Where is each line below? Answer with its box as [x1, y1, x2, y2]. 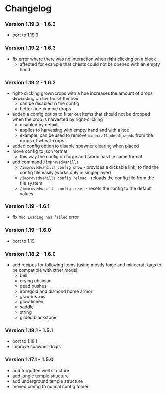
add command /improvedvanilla [12, 159, 79, 165]
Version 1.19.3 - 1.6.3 [5, 21, 56, 28]
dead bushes [19, 283, 47, 289]
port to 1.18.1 [12, 338, 37, 344]
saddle [19, 304, 34, 310]
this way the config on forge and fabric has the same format [19, 154, 143, 160]
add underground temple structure [12, 378, 83, 384]
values [19, 191, 34, 197]
